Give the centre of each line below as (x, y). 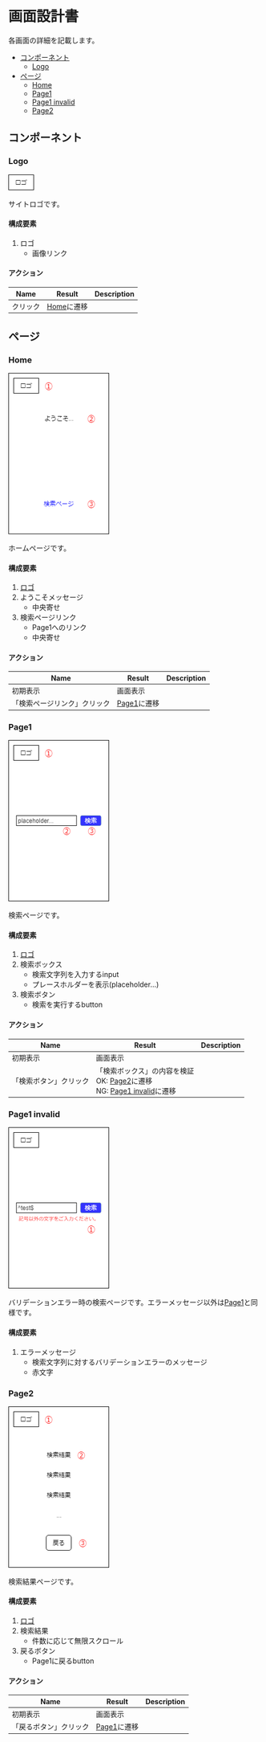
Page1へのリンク (59, 628)
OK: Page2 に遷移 (124, 1081)
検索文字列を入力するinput (75, 975)
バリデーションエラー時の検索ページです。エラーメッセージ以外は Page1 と (129, 1302)
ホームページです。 (39, 548)
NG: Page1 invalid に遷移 (136, 1090)
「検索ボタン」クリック (50, 1081)
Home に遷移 (67, 306)
